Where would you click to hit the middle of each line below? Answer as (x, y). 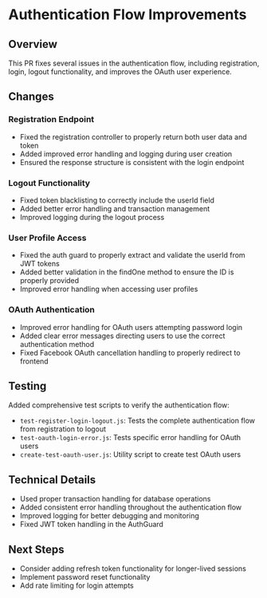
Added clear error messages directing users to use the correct (122, 336)
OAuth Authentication (52, 310)
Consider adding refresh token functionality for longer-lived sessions (133, 568)
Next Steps (36, 549)
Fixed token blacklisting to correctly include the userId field (117, 200)
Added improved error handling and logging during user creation (126, 154)
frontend (34, 361)
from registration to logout (63, 429)
